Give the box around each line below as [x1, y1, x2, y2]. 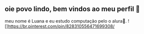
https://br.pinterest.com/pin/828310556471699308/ [8, 23, 115, 29]
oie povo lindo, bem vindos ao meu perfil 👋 [5, 5, 140, 13]
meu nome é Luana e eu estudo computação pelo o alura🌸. [5, 18, 127, 24]
